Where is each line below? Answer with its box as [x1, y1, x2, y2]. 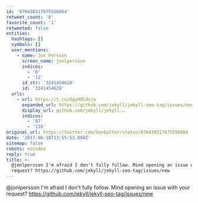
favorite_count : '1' [6, 19, 57, 25]
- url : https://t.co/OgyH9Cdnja [16, 96, 96, 102]
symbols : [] [11, 42, 41, 48]
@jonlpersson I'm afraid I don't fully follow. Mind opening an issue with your [6, 184, 190, 191]
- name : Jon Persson [16, 53, 67, 58]
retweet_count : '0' [6, 14, 54, 20]
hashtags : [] [11, 36, 44, 42]
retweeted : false [6, 25, 49, 31]
